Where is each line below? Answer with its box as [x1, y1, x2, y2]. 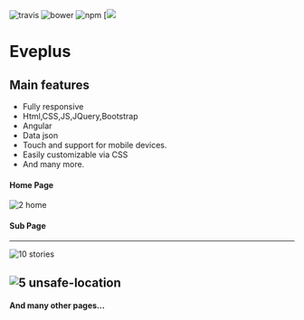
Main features [9, 77, 90, 92]
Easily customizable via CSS [22, 149, 128, 160]
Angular [22, 120, 52, 131]
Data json [22, 130, 59, 140]
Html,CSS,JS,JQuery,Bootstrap [22, 111, 138, 121]
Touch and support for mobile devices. [22, 140, 167, 150]
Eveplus [9, 42, 71, 62]
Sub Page [9, 220, 47, 231]
